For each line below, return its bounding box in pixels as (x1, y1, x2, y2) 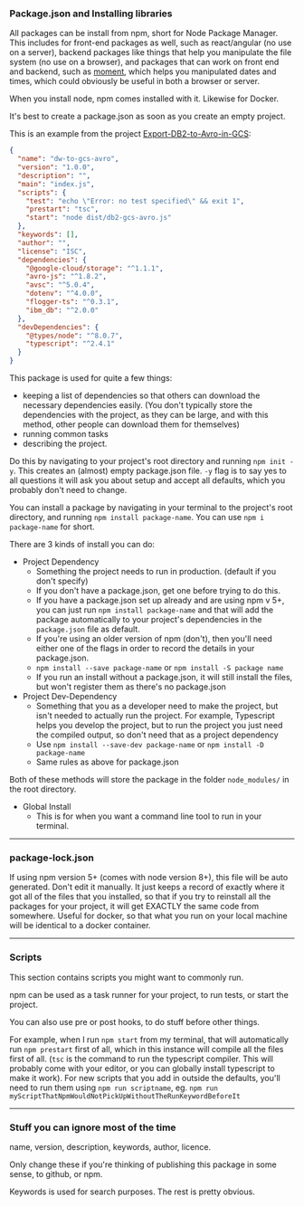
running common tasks (22, 429, 109, 440)
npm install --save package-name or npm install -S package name (35, 662, 284, 673)
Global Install (22, 802, 71, 812)
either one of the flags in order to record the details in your (35, 643, 255, 654)
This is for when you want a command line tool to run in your (35, 811, 262, 821)
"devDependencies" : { (17, 322, 100, 332)
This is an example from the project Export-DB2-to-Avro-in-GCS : (9, 128, 252, 139)
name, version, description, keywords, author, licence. (9, 1141, 211, 1152)
